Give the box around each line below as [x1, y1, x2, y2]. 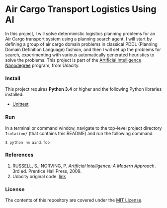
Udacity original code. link [12, 173, 66, 179]
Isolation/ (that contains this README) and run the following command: [5, 130, 154, 136]
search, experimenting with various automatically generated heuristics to [5, 51, 155, 58]
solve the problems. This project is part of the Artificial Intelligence [5, 57, 142, 63]
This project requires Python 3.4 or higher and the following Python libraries [5, 86, 162, 92]
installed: [5, 91, 24, 98]
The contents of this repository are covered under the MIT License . [5, 197, 143, 203]
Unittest [12, 101, 29, 107]
